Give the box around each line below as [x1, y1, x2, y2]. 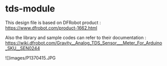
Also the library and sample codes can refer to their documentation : [5, 34, 146, 40]
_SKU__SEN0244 [5, 45, 40, 51]
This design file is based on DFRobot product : [5, 19, 101, 25]
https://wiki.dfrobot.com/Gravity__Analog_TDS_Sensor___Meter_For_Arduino [5, 39, 162, 45]
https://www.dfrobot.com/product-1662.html [5, 24, 98, 30]
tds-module [5, 3, 55, 14]
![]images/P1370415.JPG [5, 54, 56, 60]
